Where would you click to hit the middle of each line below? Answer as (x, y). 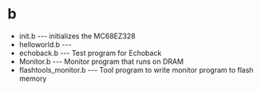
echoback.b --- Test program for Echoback (90, 53)
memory (33, 78)
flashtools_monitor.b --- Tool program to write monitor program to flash (136, 69)
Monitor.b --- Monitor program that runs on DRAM (101, 61)
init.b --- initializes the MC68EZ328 (77, 36)
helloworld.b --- (45, 44)
